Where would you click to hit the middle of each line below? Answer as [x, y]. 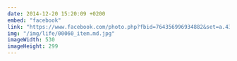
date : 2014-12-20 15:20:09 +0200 [56, 14]
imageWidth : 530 [31, 40]
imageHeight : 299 [33, 46]
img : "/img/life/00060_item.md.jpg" [61, 33]
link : [15, 27]
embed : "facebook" [34, 20]
